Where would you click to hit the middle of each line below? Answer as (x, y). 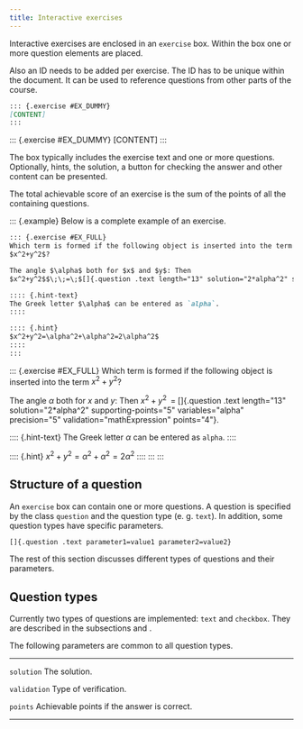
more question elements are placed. (76, 53)
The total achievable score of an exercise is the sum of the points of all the (148, 194)
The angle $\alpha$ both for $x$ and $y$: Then (101, 270)
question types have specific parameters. (87, 525)
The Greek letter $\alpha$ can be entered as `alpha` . (115, 304)
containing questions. (50, 204)
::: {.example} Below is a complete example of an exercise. (118, 221)
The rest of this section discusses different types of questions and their (142, 559)
